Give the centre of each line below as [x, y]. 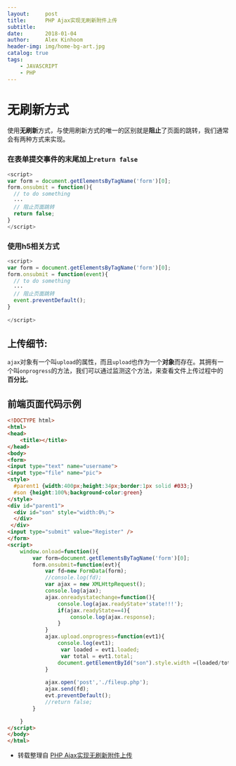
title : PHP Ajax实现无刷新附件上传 [63, 20]
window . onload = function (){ [59, 551]
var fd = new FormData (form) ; [86, 571]
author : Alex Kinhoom [45, 40]
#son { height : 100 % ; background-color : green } [78, 492]
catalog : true [28, 54]
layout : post [33, 14]
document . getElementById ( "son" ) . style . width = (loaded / [139, 663]
